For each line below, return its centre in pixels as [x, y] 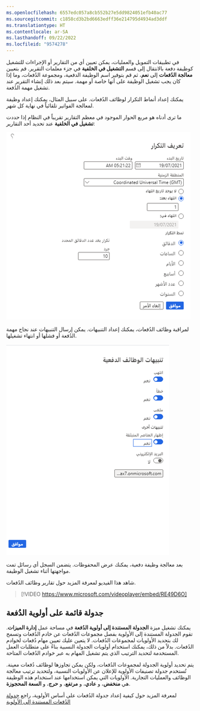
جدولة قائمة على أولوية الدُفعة [55, 613]
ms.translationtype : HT [36, 25]
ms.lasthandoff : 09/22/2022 [41, 38]
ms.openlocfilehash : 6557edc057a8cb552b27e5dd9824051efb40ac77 [87, 13]
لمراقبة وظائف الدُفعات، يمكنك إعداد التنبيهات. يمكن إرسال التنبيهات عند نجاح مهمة [98, 329]
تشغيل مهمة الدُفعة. [28, 88]
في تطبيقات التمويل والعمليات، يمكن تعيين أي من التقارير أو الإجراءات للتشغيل [93, 62]
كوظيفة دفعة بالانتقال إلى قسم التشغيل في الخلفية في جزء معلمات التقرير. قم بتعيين [100, 68]
